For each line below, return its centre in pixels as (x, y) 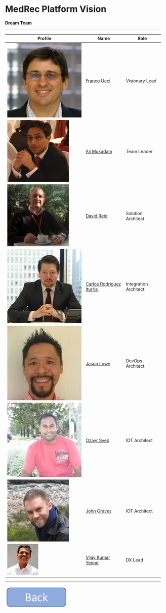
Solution (134, 213)
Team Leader (139, 151)
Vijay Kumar (98, 557)
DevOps (134, 361)
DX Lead (134, 560)
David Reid (97, 216)
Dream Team (19, 23)
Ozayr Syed (98, 440)
